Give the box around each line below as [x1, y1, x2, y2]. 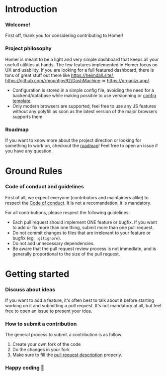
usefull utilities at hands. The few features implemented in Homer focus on [5, 61, 158, 68]
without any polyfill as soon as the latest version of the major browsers [12, 108, 158, 114]
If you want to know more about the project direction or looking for [5, 137, 142, 143]
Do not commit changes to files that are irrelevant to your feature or [12, 230, 151, 236]
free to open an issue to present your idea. [5, 308, 92, 314]
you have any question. [5, 148, 53, 154]
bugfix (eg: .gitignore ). [12, 235, 61, 241]
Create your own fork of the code [12, 341, 81, 347]
